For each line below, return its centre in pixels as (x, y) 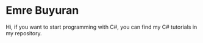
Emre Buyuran (42, 10)
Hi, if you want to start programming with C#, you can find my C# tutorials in (101, 27)
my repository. (24, 33)
